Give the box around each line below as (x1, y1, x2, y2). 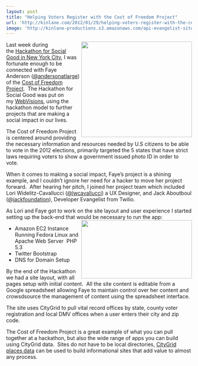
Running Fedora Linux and (14, 231, 78, 238)
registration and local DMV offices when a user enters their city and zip (6, 311, 179, 318)
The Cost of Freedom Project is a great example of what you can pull (6, 328, 173, 335)
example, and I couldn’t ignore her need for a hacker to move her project (6, 177, 183, 184)
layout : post (6, 8, 38, 15)
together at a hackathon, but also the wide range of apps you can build (6, 335, 179, 342)
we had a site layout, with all (6, 274, 75, 281)
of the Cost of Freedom (6, 79, 63, 86)
